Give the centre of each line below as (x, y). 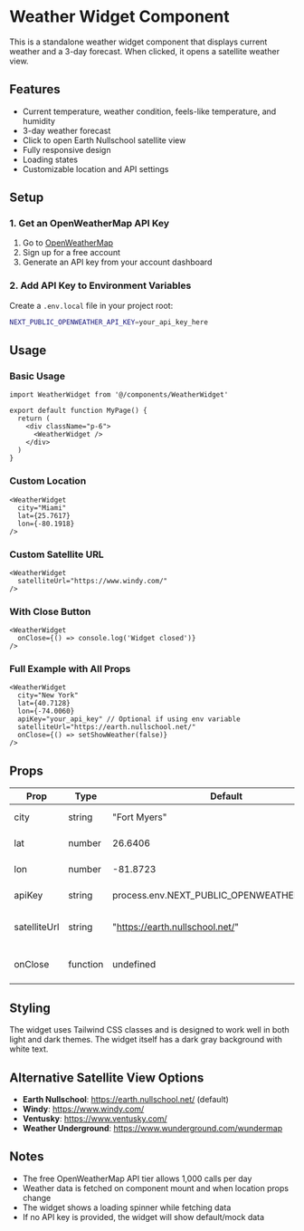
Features (35, 89)
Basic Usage (38, 376)
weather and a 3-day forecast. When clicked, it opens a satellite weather (145, 51)
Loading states (50, 159)
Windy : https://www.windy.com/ (83, 1109)
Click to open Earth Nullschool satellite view (104, 140)
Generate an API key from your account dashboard (117, 262)
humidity (39, 120)
